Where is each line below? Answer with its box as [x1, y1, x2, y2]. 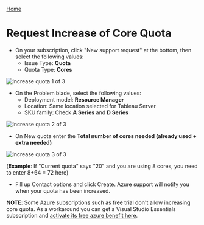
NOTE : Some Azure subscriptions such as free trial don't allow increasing [6, 199, 191, 206]
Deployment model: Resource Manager [24, 95, 124, 103]
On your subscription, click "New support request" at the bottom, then [15, 46, 192, 54]
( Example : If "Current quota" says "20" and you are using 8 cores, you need [6, 162, 198, 170]
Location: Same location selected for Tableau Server [24, 102, 157, 109]
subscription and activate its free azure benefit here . [6, 212, 138, 219]
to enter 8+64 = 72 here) [6, 168, 69, 176]
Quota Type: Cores [24, 66, 72, 73]
